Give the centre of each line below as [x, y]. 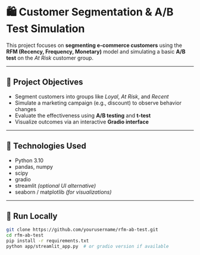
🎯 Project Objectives [45, 82]
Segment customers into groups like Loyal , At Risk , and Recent [92, 96]
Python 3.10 [29, 160]
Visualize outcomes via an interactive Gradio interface [82, 122]
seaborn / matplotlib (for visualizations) [63, 192]
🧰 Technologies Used [46, 146]
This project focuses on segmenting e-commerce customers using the [94, 45]
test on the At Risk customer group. [50, 58]
